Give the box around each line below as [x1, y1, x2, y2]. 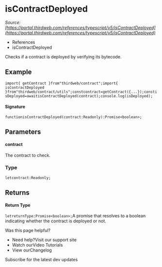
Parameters [5, 128, 41, 136]
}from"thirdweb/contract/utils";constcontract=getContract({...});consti [5, 89, 158, 94]
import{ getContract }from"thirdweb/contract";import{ [5, 81, 118, 86]
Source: [5, 19, 21, 25]
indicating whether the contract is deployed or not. [5, 218, 107, 224]
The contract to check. [5, 152, 51, 158]
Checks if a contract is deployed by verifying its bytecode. [5, 53, 122, 59]
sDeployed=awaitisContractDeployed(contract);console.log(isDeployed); [5, 93, 153, 98]
